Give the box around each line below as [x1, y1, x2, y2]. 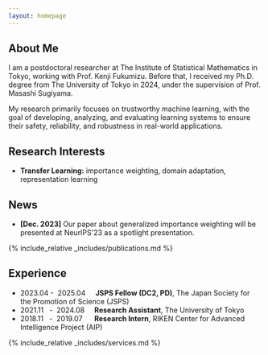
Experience [8, 266, 67, 280]
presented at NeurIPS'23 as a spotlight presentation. [19, 228, 195, 237]
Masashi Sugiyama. [8, 89, 73, 98]
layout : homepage [8, 11, 67, 20]
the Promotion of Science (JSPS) [19, 296, 130, 306]
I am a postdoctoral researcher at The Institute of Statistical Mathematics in [8, 63, 258, 72]
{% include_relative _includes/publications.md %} [8, 243, 173, 254]
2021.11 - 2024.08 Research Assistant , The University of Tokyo [19, 305, 245, 315]
